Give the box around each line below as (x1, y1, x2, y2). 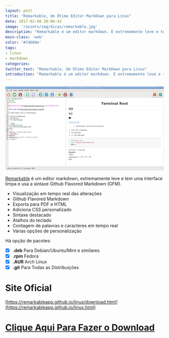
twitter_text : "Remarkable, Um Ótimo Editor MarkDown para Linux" (5, 66, 147, 71)
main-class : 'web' (5, 35, 44, 40)
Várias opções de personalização (12, 228, 82, 234)
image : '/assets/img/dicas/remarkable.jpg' (5, 24, 98, 29)
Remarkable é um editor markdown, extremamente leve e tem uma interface (5, 175, 163, 181)
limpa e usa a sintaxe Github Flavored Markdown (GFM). (5, 181, 122, 187)
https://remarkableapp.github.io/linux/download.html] (7, 299, 118, 305)
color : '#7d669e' (5, 40, 42, 45)
